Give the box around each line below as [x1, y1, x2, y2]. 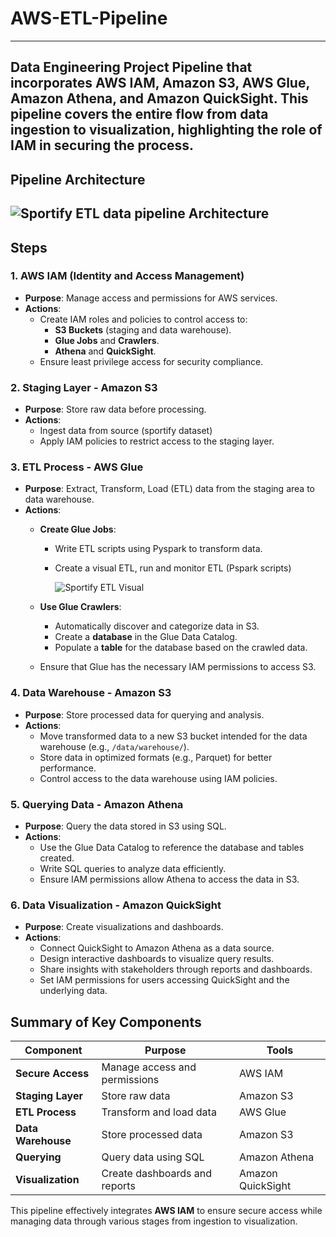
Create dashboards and [101, 1167, 212, 1181]
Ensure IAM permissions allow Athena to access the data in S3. [39, 873, 300, 885]
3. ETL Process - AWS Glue [10, 460, 144, 474]
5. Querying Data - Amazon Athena [10, 797, 184, 811]
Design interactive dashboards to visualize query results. [39, 953, 275, 965]
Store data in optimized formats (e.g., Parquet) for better [39, 751, 273, 763]
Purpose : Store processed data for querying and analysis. [24, 708, 265, 721]
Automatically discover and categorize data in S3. [54, 620, 260, 632]
